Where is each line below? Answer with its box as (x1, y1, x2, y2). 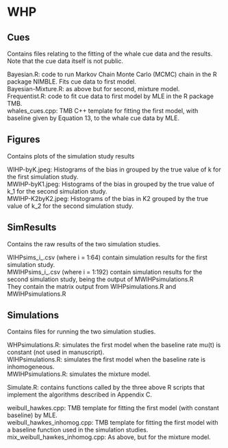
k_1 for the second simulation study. (7, 187, 107, 196)
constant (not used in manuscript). (7, 348, 105, 357)
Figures (7, 134, 40, 145)
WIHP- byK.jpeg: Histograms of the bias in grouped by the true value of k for (7, 165, 221, 174)
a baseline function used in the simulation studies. (7, 426, 149, 434)
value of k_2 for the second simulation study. (7, 202, 134, 210)
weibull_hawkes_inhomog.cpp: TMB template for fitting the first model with (7, 418, 218, 427)
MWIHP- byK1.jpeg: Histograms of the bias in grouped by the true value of (7, 180, 214, 188)
